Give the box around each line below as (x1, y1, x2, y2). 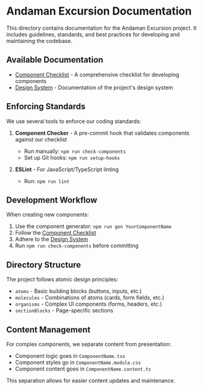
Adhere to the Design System (14, 235, 89, 243)
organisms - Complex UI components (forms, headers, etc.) (14, 300, 162, 308)
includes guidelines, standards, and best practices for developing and (6, 30, 180, 38)
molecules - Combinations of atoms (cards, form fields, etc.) (14, 294, 164, 301)
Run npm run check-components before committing (14, 242, 139, 249)
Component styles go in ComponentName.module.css (14, 359, 141, 366)
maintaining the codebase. (6, 37, 72, 44)
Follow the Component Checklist (14, 229, 97, 237)
